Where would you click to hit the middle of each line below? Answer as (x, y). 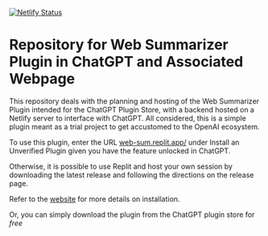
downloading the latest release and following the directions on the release (132, 175)
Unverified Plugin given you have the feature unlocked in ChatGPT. (120, 151)
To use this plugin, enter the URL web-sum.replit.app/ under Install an (124, 142)
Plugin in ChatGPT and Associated (126, 62)
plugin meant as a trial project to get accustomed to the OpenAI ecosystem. (134, 126)
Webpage (42, 79)
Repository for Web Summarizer (119, 45)
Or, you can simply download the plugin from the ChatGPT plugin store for (132, 214)
